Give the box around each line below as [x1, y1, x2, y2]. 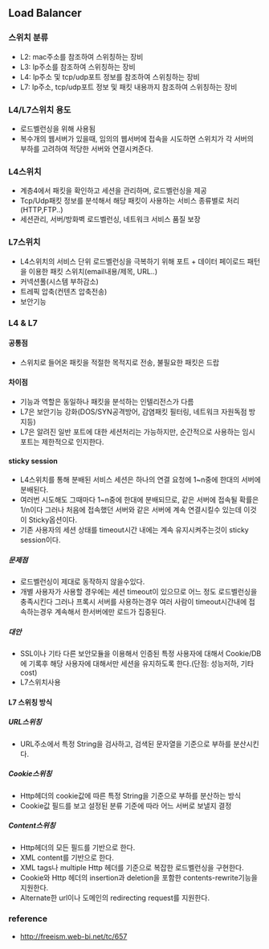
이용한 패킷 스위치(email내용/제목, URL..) [28, 266, 158, 276]
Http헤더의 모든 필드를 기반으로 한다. [19, 842, 136, 852]
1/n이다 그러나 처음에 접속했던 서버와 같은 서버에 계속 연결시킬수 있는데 [19, 505, 243, 515]
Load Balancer [8, 6, 82, 20]
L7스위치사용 [19, 677, 62, 687]
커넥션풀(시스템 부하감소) [19, 277, 99, 286]
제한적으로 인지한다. [41, 437, 104, 446]
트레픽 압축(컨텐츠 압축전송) [19, 286, 108, 296]
